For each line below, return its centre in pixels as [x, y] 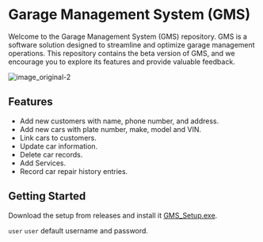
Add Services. [43, 163]
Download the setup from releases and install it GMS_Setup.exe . [113, 215]
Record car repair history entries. [74, 171]
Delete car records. [51, 154]
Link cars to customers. [58, 138]
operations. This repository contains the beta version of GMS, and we [122, 53]
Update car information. [59, 146]
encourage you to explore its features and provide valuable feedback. [122, 62]
